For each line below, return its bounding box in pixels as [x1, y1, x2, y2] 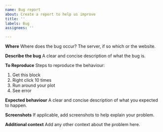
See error [12, 88, 32, 94]
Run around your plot [12, 82, 56, 89]
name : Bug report [5, 7, 41, 12]
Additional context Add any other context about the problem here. [5, 122, 140, 128]
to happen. [5, 102, 27, 108]
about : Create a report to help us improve [5, 12, 96, 17]
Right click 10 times [12, 77, 52, 83]
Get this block [12, 72, 41, 78]
